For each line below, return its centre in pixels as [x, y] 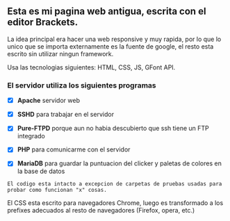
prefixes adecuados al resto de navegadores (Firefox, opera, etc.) [101, 211]
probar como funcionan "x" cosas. [57, 190]
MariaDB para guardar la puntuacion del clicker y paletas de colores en [120, 163]
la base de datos [41, 171]
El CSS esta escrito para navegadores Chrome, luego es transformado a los [115, 203]
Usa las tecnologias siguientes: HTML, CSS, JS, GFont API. [91, 67]
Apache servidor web [48, 101]
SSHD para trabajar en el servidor [66, 115]
